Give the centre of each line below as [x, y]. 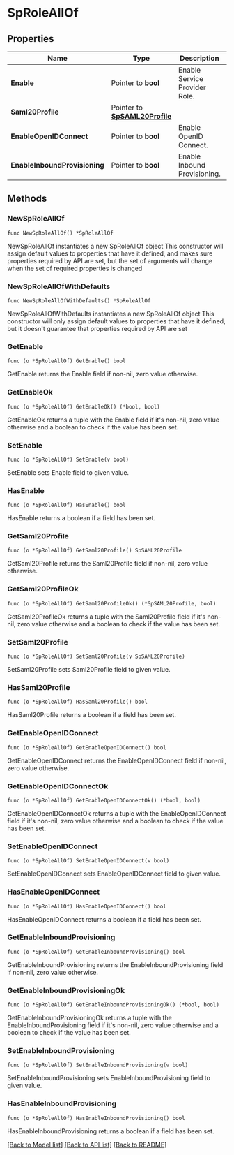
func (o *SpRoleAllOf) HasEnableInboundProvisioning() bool [96, 1118]
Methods [27, 199]
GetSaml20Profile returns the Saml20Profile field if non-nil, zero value [107, 564]
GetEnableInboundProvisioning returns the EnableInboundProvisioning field [115, 964]
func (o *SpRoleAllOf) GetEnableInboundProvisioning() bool [96, 952]
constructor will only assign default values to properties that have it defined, [116, 321]
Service [191, 79]
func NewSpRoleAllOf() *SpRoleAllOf [60, 233]
